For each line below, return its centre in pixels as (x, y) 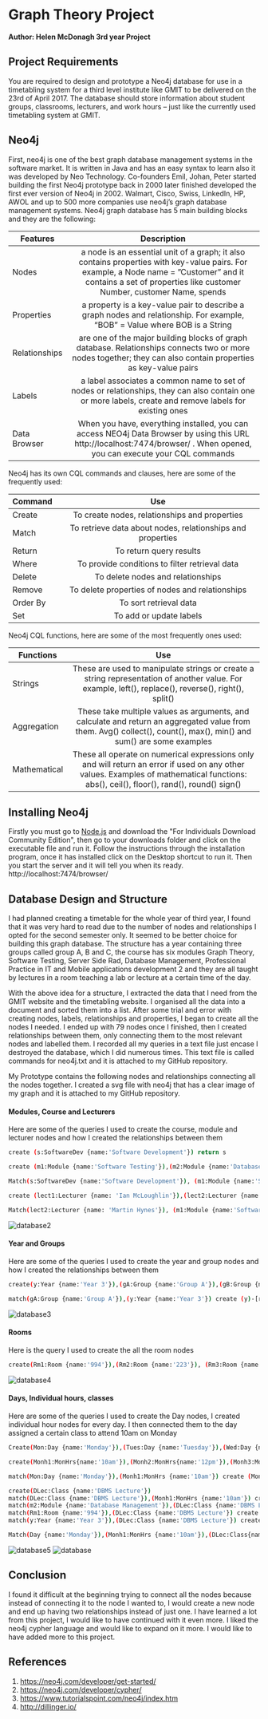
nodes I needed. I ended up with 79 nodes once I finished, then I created (128, 1027)
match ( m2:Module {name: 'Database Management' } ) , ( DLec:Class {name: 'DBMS (132, 1506)
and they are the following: (52, 219)
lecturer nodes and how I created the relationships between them (116, 1138)
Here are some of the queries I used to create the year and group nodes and (134, 1261)
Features (37, 239)
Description (163, 239)
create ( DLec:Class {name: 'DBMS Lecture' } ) (80, 1491)
